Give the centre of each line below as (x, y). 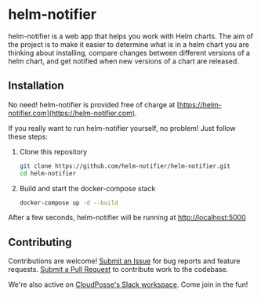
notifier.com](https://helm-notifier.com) (72, 113)
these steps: (28, 136)
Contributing (40, 242)
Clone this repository (53, 151)
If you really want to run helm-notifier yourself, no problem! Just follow (122, 128)
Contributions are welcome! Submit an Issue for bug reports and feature (124, 261)
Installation (36, 86)
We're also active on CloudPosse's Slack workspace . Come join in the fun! (128, 284)
